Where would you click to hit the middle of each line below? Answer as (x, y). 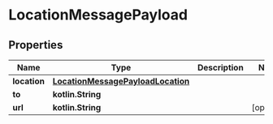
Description (221, 68)
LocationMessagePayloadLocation (121, 81)
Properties (36, 45)
